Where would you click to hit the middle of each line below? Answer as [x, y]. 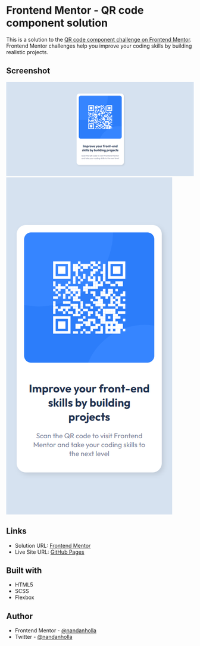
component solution [57, 23]
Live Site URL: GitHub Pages [49, 552]
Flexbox [24, 597]
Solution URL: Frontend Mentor [53, 545]
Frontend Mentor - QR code [75, 10]
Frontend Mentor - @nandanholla [56, 631]
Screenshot [28, 71]
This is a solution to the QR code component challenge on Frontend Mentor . [99, 39]
